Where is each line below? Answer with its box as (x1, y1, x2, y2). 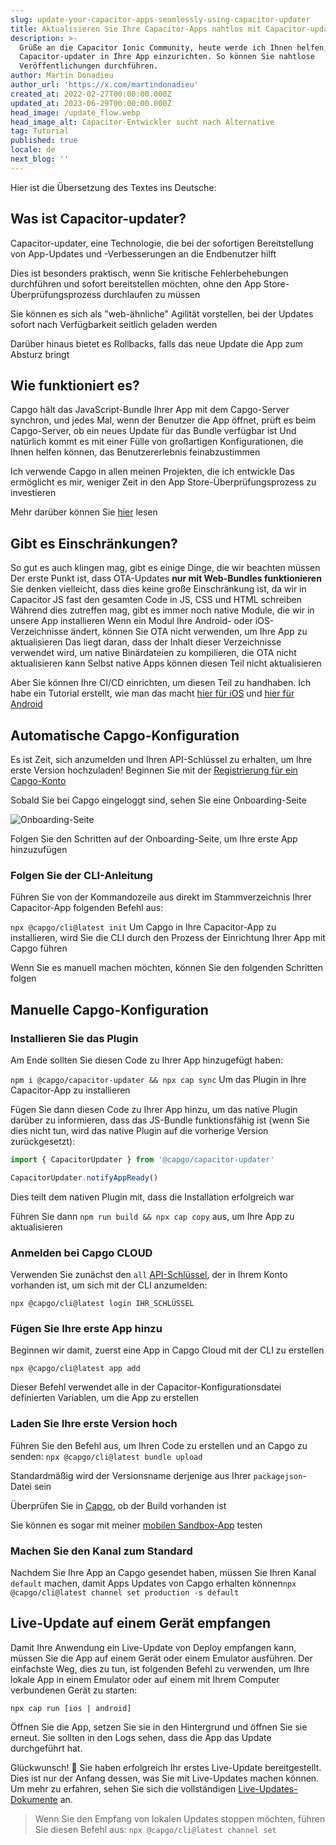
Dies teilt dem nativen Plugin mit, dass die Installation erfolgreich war (10, 1191, 295, 1203)
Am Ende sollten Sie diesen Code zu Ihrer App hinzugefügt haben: (10, 1054, 284, 1066)
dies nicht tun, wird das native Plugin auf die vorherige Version (10, 1124, 269, 1136)
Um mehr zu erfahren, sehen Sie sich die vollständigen (10, 1782, 237, 1795)
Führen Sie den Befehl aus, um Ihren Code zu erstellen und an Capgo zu (10, 1439, 308, 1451)
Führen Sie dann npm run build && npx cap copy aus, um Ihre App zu (10, 1210, 295, 1222)
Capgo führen (10, 942, 68, 955)
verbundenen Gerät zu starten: (10, 1684, 138, 1696)
